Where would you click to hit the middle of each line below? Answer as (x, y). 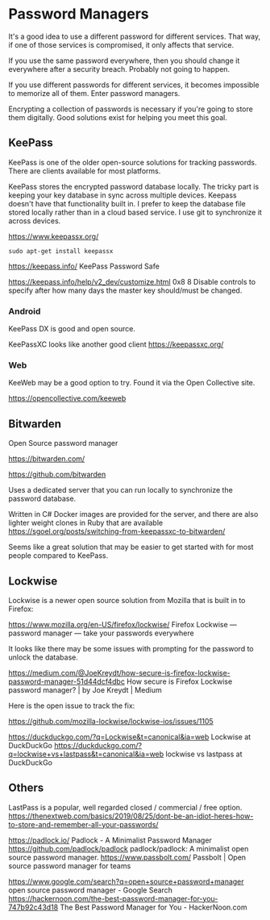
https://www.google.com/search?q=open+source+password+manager (126, 881)
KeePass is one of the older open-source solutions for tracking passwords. (133, 162)
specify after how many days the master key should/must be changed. (125, 290)
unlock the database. (44, 657)
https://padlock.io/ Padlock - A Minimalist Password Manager (110, 840)
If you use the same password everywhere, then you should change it (124, 60)
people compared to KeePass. (58, 556)
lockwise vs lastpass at (204, 754)
